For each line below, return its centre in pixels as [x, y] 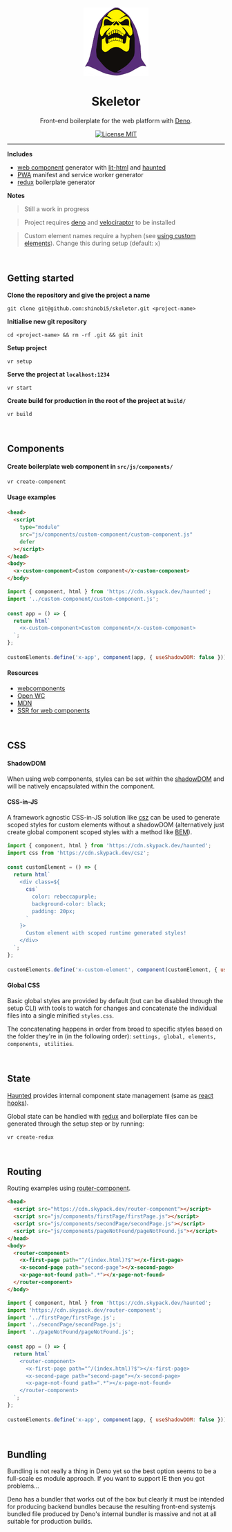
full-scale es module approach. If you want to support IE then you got [106, 1479]
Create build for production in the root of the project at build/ [97, 400]
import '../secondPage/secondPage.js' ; [65, 1325]
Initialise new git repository [47, 321]
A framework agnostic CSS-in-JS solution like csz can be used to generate [114, 817]
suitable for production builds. [50, 1522]
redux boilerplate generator [56, 182]
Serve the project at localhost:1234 [59, 374]
